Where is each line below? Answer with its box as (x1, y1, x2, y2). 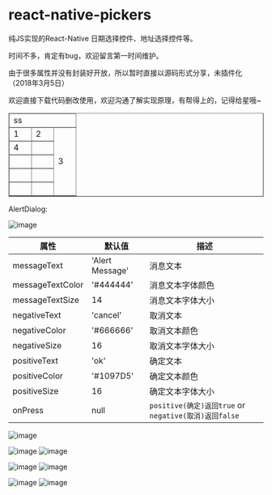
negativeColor (12, 324, 66, 335)
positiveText (12, 355, 58, 366)
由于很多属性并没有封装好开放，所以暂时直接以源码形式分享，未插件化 (8, 67, 243, 78)
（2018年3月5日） (8, 78, 69, 87)
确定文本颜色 (149, 370, 198, 382)
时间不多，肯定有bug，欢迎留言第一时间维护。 (8, 50, 164, 60)
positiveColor (12, 370, 63, 382)
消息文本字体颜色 (149, 280, 215, 291)
